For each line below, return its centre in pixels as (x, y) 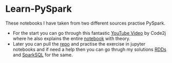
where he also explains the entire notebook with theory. (72, 38)
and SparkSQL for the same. (43, 55)
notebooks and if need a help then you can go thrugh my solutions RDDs (90, 49)
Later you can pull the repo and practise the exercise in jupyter (79, 44)
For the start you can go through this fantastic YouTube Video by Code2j (89, 33)
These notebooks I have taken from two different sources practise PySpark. (85, 23)
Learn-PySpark (39, 9)
